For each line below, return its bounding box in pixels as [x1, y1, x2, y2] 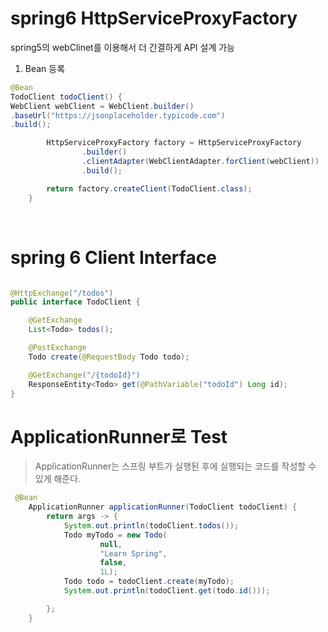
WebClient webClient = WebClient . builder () [10, 101, 195, 111]
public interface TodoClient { [10, 297, 141, 307]
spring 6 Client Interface [10, 246, 217, 269]
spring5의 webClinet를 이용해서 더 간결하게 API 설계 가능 [10, 41, 236, 53]
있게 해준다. [34, 473, 82, 485]
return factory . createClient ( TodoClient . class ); [46, 183, 253, 194]
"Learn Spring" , [99, 548, 168, 559]
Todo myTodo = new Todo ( [63, 530, 168, 540]
